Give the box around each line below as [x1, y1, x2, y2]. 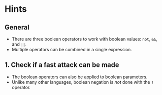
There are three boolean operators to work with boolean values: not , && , [11, 36, 158, 42]
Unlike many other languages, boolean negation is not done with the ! [11, 79, 154, 85]
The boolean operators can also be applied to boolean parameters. [11, 74, 148, 80]
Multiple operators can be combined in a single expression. [11, 47, 132, 52]
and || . [11, 41, 27, 47]
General [4, 23, 30, 32]
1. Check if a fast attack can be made [4, 61, 119, 69]
